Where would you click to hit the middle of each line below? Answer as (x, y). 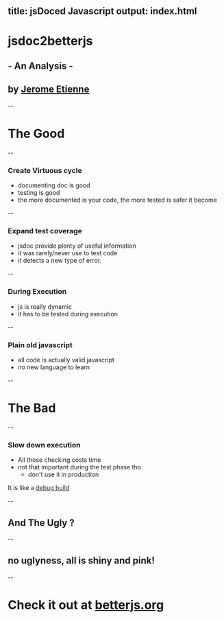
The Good (36, 133)
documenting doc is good (54, 185)
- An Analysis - (41, 66)
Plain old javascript (40, 344)
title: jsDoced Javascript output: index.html (102, 11)
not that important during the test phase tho (79, 467)
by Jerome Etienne (49, 90)
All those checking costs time (59, 460)
